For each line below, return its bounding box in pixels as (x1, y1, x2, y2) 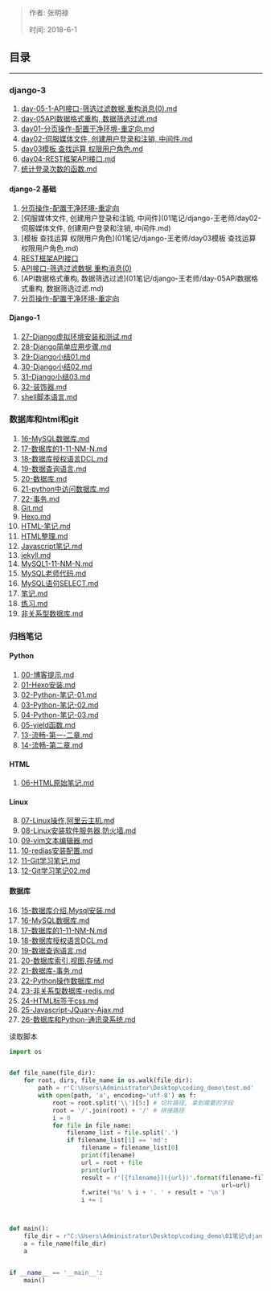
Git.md (20, 502, 43, 513)
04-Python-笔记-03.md (20, 710, 99, 719)
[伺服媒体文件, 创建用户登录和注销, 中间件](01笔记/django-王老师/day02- (20, 213, 262, 223)
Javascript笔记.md (20, 541, 83, 551)
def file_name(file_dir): (9, 1069, 96, 1077)
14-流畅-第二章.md (20, 740, 84, 750)
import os (9, 1047, 43, 1055)
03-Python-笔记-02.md (20, 699, 99, 710)
